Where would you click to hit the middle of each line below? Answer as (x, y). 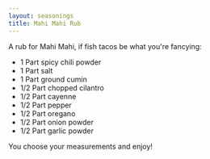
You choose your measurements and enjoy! (81, 146)
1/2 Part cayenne (48, 96)
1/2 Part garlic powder (57, 131)
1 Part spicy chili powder (61, 62)
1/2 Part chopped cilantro (62, 88)
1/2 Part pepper (46, 105)
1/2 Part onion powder (57, 122)
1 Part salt (36, 70)
